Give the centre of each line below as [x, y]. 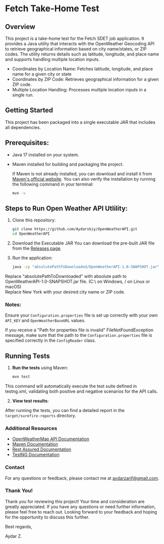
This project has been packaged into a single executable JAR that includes [80, 122]
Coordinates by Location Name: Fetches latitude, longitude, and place [82, 69]
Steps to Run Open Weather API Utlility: [67, 208]
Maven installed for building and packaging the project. [68, 164]
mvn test [21, 377]
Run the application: [32, 258]
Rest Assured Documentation [42, 449]
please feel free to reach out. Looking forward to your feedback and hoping [81, 512]
